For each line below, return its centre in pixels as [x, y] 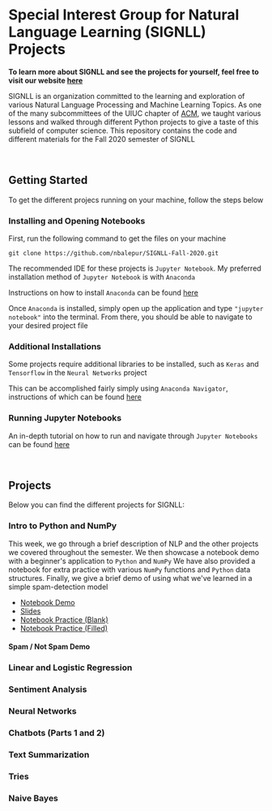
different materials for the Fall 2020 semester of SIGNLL [102, 139]
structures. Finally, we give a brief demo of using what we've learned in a [130, 578]
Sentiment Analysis [48, 689]
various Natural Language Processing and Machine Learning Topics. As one [135, 105]
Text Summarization [49, 754]
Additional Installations [55, 346]
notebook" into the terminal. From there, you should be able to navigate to [130, 317]
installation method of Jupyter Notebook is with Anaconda [102, 277]
